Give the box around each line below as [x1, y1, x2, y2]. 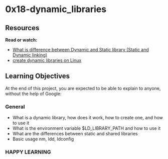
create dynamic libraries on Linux [12, 57, 82, 63]
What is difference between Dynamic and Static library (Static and [12, 47, 149, 52]
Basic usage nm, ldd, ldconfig [12, 136, 74, 142]
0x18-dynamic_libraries [5, 4, 107, 15]
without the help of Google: [5, 91, 62, 97]
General [5, 103, 25, 110]
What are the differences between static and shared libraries [12, 131, 138, 137]
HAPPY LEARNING [5, 148, 51, 155]
